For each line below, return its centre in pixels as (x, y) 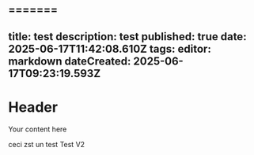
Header (33, 107)
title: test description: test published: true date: (127, 37)
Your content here (38, 129)
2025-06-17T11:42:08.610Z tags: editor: (110, 48)
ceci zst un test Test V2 (47, 144)
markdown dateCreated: (70, 61)
